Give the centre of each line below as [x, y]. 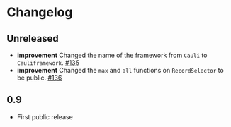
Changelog [40, 12]
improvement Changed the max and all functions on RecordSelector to [120, 70]
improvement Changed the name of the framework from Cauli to [112, 55]
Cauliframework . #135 [48, 63]
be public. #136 [39, 78]
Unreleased [33, 38]
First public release [45, 116]
